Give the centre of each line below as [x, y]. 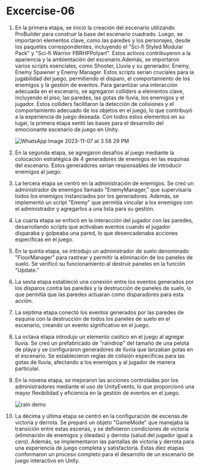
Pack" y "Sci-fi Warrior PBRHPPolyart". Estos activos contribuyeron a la [103, 53]
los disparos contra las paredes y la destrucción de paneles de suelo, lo [103, 288]
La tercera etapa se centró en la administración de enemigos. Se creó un [104, 183]
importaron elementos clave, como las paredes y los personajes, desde [103, 40]
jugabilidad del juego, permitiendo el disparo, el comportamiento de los [102, 78]
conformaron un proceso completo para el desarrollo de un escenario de [104, 454]
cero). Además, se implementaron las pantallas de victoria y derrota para [104, 441]
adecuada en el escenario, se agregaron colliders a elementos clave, [99, 91]
